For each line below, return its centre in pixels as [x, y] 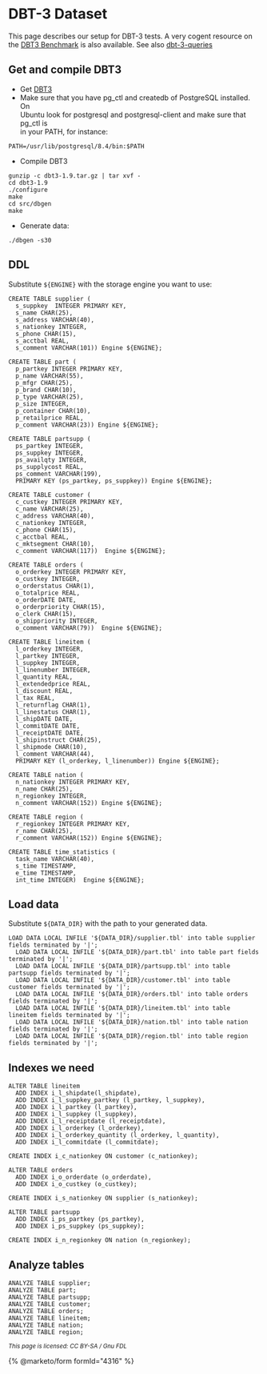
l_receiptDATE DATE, [50, 733]
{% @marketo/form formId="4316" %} [71, 1361]
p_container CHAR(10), [53, 411]
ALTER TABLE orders [41, 1170]
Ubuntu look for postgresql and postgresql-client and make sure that [133, 114]
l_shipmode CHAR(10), [52, 747]
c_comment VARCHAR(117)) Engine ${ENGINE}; [91, 551]
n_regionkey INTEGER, [52, 796]
